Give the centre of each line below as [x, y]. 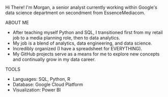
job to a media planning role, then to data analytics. [66, 38]
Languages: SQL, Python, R [41, 79]
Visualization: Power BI [37, 90]
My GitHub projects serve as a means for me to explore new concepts [86, 54]
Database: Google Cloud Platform [48, 84]
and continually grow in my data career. [54, 59]
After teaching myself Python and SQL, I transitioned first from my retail [88, 32]
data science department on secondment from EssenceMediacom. [75, 13]
